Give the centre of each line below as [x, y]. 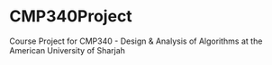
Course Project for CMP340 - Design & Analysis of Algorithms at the [136, 41]
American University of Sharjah [68, 50]
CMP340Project [71, 16]
